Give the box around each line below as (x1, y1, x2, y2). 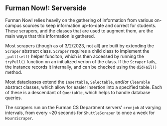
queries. (5, 95, 22, 101)
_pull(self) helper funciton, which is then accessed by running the (5, 53, 144, 59)
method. (5, 69, 22, 75)
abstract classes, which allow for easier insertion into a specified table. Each (5, 84, 163, 90)
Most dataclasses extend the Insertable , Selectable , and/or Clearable (5, 79, 151, 85)
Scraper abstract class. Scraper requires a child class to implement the (5, 48, 150, 54)
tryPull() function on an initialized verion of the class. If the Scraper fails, (5, 58, 157, 64)
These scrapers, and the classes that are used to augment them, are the (5, 27, 154, 34)
